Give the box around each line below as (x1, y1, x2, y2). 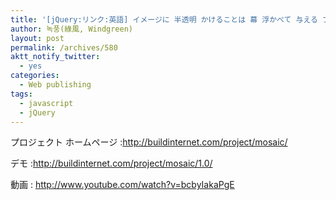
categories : (10, 71, 60, 81)
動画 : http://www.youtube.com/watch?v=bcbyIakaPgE (10, 179, 235, 191)
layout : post (10, 33, 65, 43)
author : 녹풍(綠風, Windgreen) (10, 24, 134, 34)
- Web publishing (19, 80, 92, 90)
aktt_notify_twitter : (10, 52, 101, 62)
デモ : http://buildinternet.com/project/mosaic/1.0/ (10, 157, 213, 170)
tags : (10, 89, 33, 99)
